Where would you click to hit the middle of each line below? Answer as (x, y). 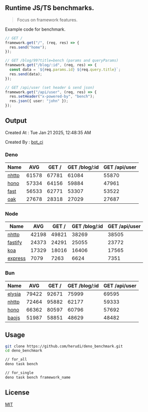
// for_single (19, 373)
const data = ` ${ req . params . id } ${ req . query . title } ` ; (65, 70)
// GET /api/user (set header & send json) (50, 87)
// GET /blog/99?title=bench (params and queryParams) (62, 60)
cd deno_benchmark (24, 351)
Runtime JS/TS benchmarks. (50, 8)
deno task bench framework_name (38, 377)
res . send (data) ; (26, 74)
